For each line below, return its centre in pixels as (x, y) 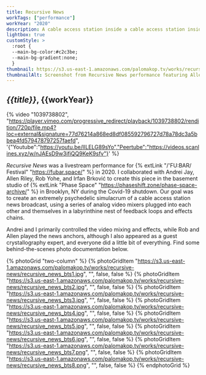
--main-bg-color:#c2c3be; (45, 52)
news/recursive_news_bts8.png (47, 365)
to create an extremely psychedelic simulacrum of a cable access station (99, 198)
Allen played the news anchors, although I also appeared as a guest (92, 236)
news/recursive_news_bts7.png (46, 352)
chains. (16, 218)
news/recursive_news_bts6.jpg (45, 339)
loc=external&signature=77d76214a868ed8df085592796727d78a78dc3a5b (102, 134)
